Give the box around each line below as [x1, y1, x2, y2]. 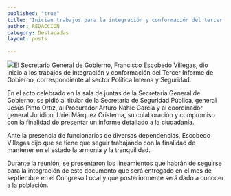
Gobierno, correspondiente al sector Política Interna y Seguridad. [7, 76, 192, 84]
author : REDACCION [7, 23, 60, 29]
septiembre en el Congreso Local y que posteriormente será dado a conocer [7, 174, 225, 182]
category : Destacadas [7, 29, 69, 36]
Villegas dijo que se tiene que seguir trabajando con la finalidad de [7, 138, 196, 147]
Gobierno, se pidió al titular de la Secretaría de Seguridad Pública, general [7, 97, 217, 105]
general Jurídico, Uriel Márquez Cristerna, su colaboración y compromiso [7, 111, 215, 119]
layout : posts [7, 36, 48, 42]
